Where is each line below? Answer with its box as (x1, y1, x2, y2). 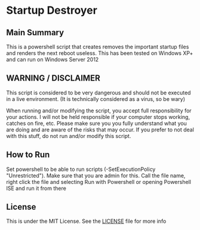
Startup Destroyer (6, 4, 97, 17)
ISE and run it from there (6, 185, 67, 192)
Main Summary (6, 27, 64, 38)
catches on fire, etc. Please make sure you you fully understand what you (6, 119, 187, 127)
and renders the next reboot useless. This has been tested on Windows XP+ (6, 50, 193, 57)
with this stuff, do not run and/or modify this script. (6, 132, 131, 139)
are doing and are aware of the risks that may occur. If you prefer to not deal (6, 126, 194, 133)
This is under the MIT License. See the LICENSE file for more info (6, 217, 167, 225)
